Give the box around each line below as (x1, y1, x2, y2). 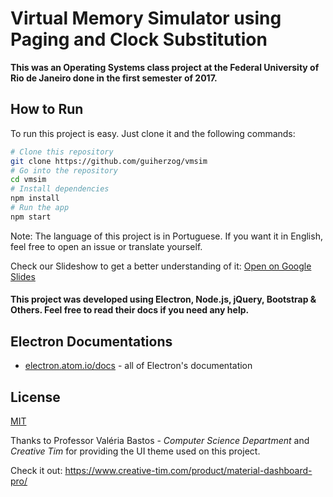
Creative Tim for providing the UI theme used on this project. (10, 445, 261, 457)
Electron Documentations (10, 333, 173, 350)
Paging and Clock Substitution (10, 28, 268, 51)
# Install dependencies (10, 184, 110, 194)
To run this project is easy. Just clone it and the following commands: (10, 127, 296, 139)
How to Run (10, 101, 84, 118)
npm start (10, 212, 52, 222)
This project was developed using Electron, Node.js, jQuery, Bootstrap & (10, 293, 317, 306)
